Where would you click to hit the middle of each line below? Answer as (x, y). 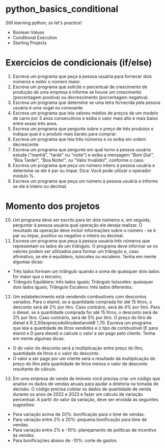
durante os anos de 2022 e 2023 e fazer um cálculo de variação (78, 394)
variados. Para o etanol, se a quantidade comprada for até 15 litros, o (82, 302)
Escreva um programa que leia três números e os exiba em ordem (79, 139)
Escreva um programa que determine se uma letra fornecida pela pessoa (86, 103)
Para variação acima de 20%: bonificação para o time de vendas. (79, 414)
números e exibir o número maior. (47, 81)
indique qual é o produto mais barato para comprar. (65, 134)
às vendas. (24, 435)
